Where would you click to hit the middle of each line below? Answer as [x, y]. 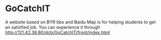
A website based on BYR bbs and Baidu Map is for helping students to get [80, 22]
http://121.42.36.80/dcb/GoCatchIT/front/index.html [58, 32]
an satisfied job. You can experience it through [53, 27]
